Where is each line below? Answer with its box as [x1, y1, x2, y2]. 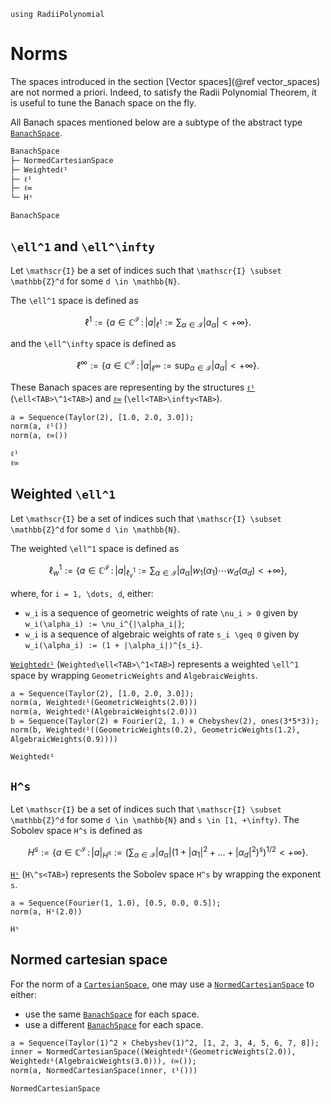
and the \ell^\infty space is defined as [10, 338, 177, 350]
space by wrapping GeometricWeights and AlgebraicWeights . [10, 669, 258, 681]
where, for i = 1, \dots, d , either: [10, 587, 154, 599]
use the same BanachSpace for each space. [24, 1008, 200, 1020]
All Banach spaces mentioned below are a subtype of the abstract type [10, 116, 303, 128]
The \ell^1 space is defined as [10, 295, 139, 306]
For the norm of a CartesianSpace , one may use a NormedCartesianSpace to [10, 978, 315, 990]
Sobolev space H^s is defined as [10, 825, 143, 837]
